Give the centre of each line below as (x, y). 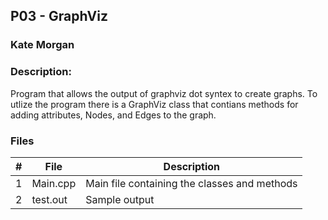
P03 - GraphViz (59, 16)
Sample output (120, 199)
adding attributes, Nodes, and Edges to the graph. (113, 115)
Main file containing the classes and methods (191, 183)
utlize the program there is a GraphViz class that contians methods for (154, 104)
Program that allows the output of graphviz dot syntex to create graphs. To (164, 93)
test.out (49, 199)
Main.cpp (54, 183)
